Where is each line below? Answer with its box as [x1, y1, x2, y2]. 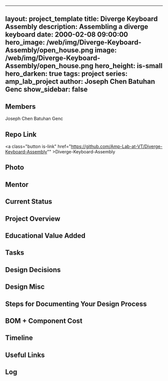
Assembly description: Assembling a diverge [5, 23, 148, 31]
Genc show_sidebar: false [5, 85, 88, 94]
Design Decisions [5, 265, 61, 274]
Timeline [5, 334, 33, 342]
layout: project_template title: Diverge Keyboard [5, 15, 158, 23]
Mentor [5, 180, 29, 188]
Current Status [5, 198, 52, 206]
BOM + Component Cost [5, 316, 82, 325]
